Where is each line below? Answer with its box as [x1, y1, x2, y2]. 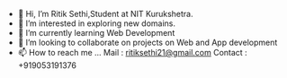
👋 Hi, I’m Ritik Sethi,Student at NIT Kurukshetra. [17, 9, 193, 19]
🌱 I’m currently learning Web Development [17, 28, 175, 38]
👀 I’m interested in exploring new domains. [17, 18, 176, 29]
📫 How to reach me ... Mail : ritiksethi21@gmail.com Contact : [17, 48, 247, 57]
